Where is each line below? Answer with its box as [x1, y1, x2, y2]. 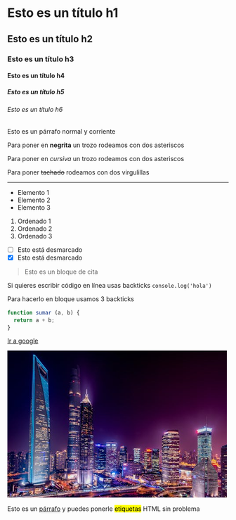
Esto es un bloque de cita [24, 267, 98, 276]
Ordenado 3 [17, 232, 53, 240]
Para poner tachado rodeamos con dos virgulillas [7, 167, 150, 177]
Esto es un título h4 [7, 72, 65, 80]
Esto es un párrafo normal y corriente [7, 127, 116, 135]
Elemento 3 [17, 203, 51, 212]
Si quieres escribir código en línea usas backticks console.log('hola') [7, 281, 212, 289]
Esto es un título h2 [7, 33, 93, 45]
